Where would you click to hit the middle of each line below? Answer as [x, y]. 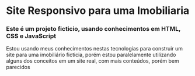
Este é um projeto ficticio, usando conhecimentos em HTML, [93, 29]
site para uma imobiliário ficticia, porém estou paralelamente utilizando [91, 55]
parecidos [18, 67]
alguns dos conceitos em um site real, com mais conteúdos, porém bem [93, 61]
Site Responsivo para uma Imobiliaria [98, 11]
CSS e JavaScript [31, 36]
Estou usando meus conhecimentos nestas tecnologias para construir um [94, 49]
